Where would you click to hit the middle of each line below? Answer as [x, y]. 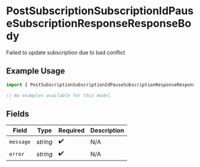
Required [72, 130]
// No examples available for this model [58, 95]
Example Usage [36, 71]
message [20, 142]
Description [107, 130]
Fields [18, 114]
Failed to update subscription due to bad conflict [66, 52]
